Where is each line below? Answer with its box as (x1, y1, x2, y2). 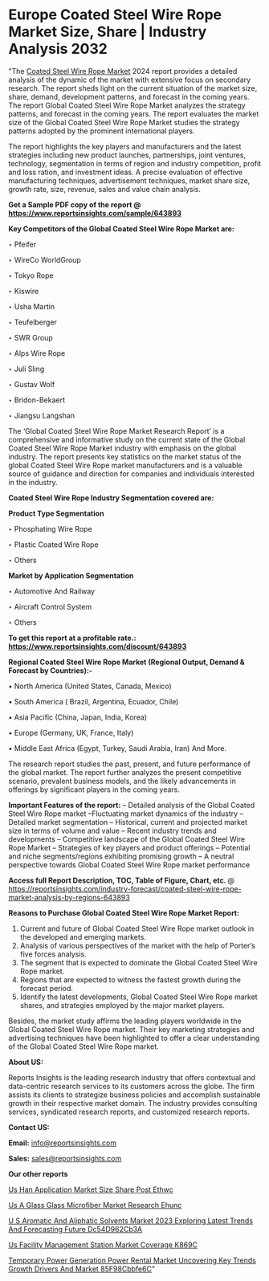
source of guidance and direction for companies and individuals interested (8, 468, 255, 479)
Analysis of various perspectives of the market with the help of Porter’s (19, 940, 255, 950)
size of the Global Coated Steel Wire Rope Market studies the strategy (8, 117, 240, 127)
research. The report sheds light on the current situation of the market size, (8, 83, 258, 93)
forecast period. (19, 983, 74, 993)
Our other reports (8, 1169, 68, 1178)
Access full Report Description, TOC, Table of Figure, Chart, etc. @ (8, 875, 235, 885)
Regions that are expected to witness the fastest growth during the (19, 974, 241, 985)
